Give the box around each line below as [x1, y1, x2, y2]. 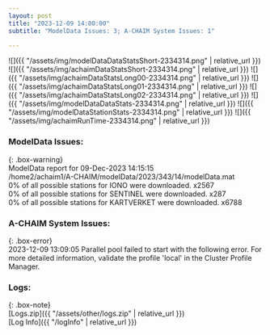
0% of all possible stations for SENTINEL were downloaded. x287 [8, 189, 226, 199]
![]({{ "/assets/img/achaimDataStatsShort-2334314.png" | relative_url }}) [8, 65, 249, 74]
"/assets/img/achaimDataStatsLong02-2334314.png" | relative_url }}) [19, 90, 250, 100]
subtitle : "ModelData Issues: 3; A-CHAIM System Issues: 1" [8, 27, 216, 35]
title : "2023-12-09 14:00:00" [8, 19, 111, 27]
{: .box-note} [8, 300, 51, 310]
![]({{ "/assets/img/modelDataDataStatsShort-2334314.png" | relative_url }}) [8, 56, 261, 65]
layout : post [8, 11, 53, 20]
